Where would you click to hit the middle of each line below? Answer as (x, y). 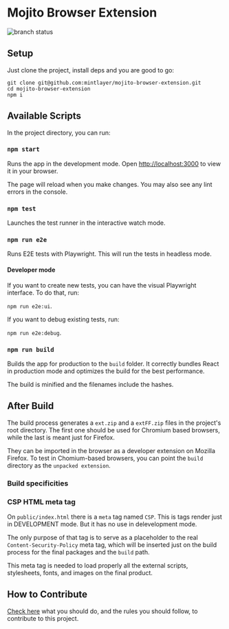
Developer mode (31, 270)
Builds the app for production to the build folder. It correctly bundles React (113, 363)
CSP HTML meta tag (41, 501)
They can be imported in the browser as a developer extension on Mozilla (111, 450)
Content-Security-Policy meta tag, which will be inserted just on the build (112, 545)
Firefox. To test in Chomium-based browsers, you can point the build (105, 458)
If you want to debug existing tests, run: (63, 319)
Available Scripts (44, 116)
